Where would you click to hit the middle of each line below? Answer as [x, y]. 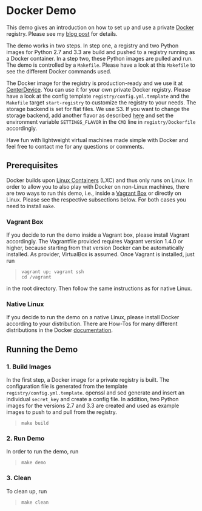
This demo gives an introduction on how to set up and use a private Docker [100, 27]
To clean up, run [27, 491]
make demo [34, 463]
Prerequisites [32, 165]
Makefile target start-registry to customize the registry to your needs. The [101, 102]
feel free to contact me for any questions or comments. [75, 146]
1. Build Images [29, 367]
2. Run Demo [25, 438]
